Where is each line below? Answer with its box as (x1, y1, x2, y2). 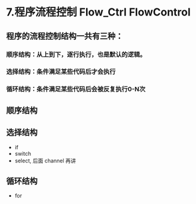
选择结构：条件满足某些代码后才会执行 (6, 68, 116, 76)
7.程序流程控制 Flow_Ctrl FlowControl (6, 5, 191, 19)
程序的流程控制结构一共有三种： (6, 31, 124, 41)
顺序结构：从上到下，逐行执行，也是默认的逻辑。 (6, 50, 147, 58)
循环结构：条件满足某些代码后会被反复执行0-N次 (6, 85, 146, 93)
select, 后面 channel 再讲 (14, 157, 76, 164)
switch (14, 150, 31, 157)
